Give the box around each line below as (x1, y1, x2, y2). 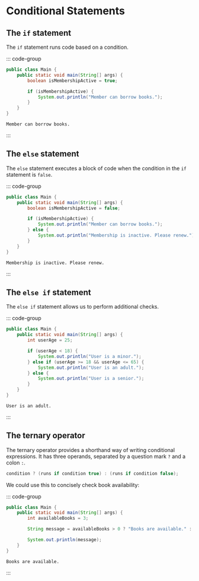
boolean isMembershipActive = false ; (27, 205, 120, 211)
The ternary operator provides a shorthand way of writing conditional (6, 446, 175, 453)
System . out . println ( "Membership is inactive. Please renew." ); (37, 233, 197, 238)
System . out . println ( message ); (27, 537, 102, 543)
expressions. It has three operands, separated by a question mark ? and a (6, 453, 186, 460)
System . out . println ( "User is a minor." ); (37, 353, 142, 359)
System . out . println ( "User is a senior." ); (37, 376, 145, 382)
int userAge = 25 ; (27, 337, 73, 343)
